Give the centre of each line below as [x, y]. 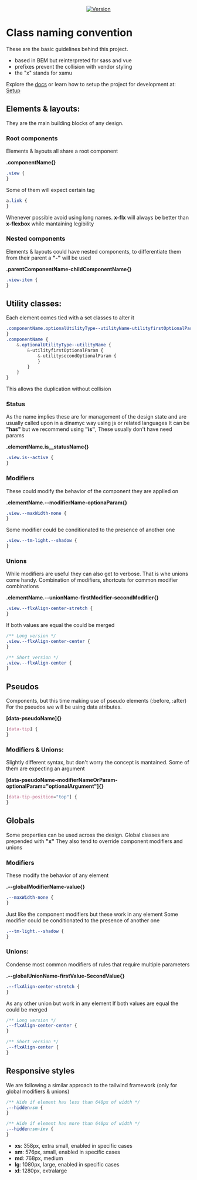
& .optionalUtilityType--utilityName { [64, 345]
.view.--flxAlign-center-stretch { [50, 608]
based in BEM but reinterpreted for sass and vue [73, 60]
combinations [23, 586]
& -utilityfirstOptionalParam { [65, 350]
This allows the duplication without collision [59, 389]
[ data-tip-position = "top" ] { [42, 797]
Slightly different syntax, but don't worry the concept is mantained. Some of [98, 763]
